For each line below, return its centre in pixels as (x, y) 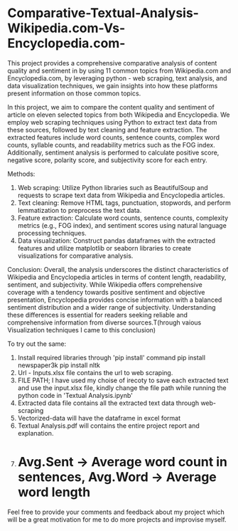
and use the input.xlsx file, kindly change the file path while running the (122, 388)
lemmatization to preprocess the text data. (80, 210)
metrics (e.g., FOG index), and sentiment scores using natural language (122, 225)
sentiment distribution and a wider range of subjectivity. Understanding (112, 307)
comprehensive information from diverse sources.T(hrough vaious (104, 322)
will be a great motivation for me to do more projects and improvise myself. (117, 519)
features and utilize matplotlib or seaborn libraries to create (104, 248)
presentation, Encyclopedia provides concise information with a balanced (115, 300)
